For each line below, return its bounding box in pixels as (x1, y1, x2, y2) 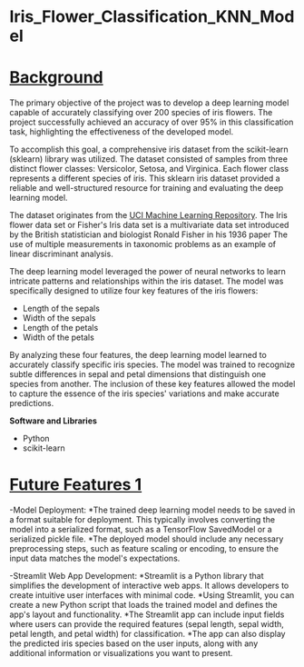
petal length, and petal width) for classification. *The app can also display (9, 629, 286, 640)
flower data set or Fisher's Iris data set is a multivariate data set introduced (9, 220, 289, 231)
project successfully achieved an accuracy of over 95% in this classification (9, 116, 294, 128)
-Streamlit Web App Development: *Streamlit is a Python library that (9, 571, 265, 582)
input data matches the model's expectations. (9, 553, 181, 564)
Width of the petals (22, 332, 95, 343)
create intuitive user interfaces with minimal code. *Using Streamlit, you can (9, 590, 295, 601)
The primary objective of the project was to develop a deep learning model (9, 97, 289, 108)
